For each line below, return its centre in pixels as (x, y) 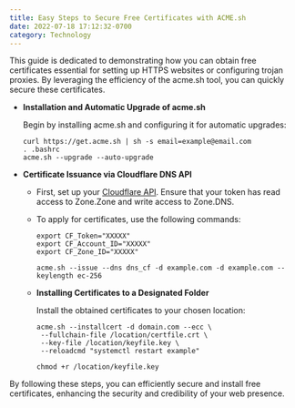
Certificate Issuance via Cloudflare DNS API (107, 175)
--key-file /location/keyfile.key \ (110, 343)
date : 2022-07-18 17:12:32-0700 (71, 26)
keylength (55, 276)
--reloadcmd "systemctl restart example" (120, 352)
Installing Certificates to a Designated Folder (122, 293)
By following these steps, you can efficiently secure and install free (135, 384)
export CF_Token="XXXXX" (83, 236)
